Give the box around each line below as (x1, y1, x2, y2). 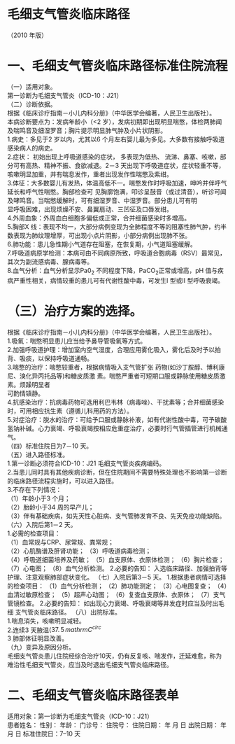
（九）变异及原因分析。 (7, 643, 75, 652)
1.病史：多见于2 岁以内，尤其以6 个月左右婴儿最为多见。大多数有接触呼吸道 (7, 134, 225, 143)
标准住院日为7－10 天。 (25, 442, 93, 450)
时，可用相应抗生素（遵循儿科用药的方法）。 (7, 407, 133, 415)
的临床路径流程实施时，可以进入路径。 (7, 477, 117, 485)
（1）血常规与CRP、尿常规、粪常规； (7, 538, 114, 546)
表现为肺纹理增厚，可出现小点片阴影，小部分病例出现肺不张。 (13, 231, 191, 239)
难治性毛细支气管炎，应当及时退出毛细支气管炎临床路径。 (7, 661, 173, 669)
